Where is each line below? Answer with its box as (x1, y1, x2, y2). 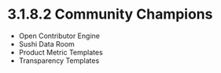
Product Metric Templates (18, 47, 103, 57)
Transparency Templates (18, 56, 100, 65)
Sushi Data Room (18, 39, 76, 48)
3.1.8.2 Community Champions (7, 5, 213, 23)
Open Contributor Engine (18, 31, 100, 40)
